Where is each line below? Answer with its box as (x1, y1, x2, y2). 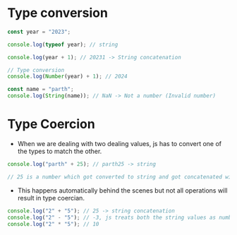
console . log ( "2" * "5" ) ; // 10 (7, 220, 99, 227)
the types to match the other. (17, 147, 102, 155)
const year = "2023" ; (7, 28, 71, 35)
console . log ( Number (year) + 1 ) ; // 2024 (7, 73, 128, 80)
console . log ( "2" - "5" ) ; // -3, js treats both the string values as (7, 214, 217, 221)
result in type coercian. (17, 193, 85, 202)
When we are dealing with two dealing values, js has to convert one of (17, 140, 222, 147)
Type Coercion (7, 116, 95, 132)
